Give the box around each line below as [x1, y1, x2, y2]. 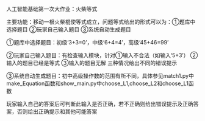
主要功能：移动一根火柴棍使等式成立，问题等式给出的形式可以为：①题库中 [6, 18, 196, 26]
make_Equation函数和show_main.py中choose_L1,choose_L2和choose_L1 [6, 80, 189, 87]
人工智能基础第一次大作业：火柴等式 [6, 5, 98, 12]
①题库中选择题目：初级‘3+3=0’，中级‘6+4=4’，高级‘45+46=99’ [6, 39, 169, 46]
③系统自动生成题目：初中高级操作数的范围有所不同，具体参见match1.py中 [6, 72, 194, 79]
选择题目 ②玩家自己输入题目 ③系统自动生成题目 [6, 26, 131, 33]
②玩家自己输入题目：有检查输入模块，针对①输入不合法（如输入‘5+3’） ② [6, 52, 198, 59]
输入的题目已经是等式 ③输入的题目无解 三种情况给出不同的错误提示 [6, 60, 178, 66]
